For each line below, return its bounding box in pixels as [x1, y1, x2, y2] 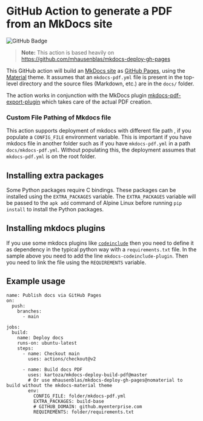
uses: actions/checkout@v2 [28, 356, 96, 362]
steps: [17, 345, 34, 351]
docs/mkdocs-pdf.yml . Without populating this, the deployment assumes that [6, 147, 196, 154]
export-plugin [6, 98, 41, 105]
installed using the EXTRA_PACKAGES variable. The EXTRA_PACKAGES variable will [6, 193, 196, 201]
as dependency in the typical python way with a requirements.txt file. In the [6, 245, 197, 253]
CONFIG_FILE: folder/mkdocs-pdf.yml [33, 393, 126, 399]
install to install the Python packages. [6, 206, 104, 213]
